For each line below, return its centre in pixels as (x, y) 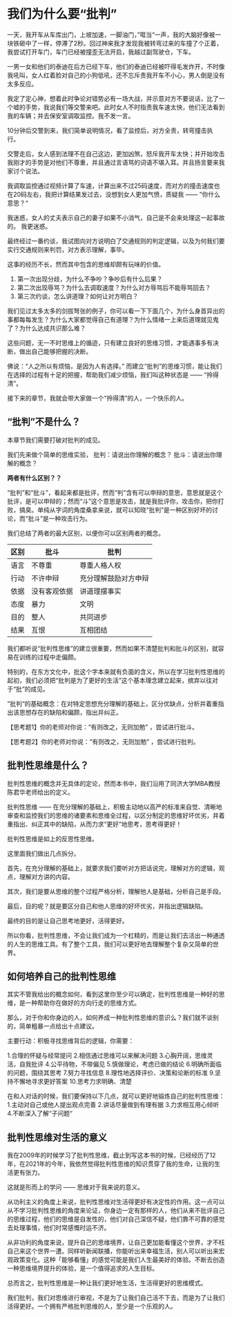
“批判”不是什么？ (44, 422)
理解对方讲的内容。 (46, 876)
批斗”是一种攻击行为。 (60, 518)
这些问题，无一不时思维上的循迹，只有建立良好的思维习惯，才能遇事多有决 (113, 343)
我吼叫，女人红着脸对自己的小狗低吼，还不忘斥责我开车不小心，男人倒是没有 (116, 75)
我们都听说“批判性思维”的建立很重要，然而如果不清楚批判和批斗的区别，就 (113, 648)
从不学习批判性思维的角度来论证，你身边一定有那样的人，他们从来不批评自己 (116, 1211)
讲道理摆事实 (101, 591)
